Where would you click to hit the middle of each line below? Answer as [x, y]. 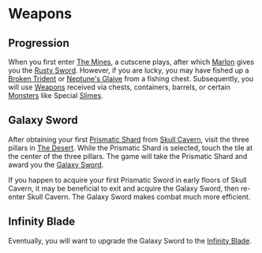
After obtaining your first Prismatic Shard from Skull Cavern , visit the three [129, 139]
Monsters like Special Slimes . [56, 95]
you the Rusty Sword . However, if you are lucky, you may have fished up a [129, 70]
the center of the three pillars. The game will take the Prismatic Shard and [128, 156]
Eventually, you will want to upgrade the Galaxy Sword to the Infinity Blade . [130, 240]
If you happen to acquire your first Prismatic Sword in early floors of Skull [127, 179]
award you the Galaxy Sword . [56, 164]
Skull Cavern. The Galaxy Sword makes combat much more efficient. [139, 196]
